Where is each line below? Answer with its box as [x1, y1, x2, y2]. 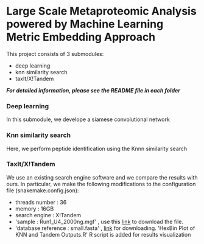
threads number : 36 [15, 198, 67, 206]
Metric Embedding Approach [6, 30, 156, 44]
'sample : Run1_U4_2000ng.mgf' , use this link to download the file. [15, 218, 184, 225]
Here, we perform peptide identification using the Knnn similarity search [6, 145, 188, 152]
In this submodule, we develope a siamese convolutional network [6, 116, 171, 123]
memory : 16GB [15, 205, 54, 212]
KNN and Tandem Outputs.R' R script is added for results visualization [15, 231, 191, 238]
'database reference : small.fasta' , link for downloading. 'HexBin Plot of [15, 224, 195, 232]
